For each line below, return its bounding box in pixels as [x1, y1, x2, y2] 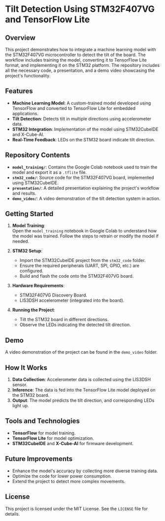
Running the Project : [12, 307, 55, 313]
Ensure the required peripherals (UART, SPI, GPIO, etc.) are [19, 262, 139, 269]
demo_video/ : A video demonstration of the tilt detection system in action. [12, 195, 161, 201]
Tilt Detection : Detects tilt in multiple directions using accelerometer [12, 116, 152, 122]
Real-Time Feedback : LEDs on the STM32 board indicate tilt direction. [12, 136, 155, 142]
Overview [5, 33, 36, 42]
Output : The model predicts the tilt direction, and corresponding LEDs [12, 397, 155, 403]
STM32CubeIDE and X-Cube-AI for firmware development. [12, 440, 134, 446]
